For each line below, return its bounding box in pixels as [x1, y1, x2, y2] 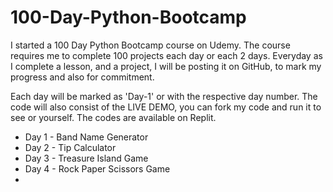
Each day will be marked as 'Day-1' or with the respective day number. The [10, 90, 318, 102]
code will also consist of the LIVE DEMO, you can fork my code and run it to [10, 101, 322, 113]
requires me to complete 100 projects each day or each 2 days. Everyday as [10, 49, 323, 61]
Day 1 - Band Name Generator [24, 131, 149, 143]
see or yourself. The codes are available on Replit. [10, 111, 217, 123]
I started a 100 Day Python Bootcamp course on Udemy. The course [10, 39, 291, 51]
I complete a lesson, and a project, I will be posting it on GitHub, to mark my [10, 60, 322, 72]
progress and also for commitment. [10, 71, 155, 83]
